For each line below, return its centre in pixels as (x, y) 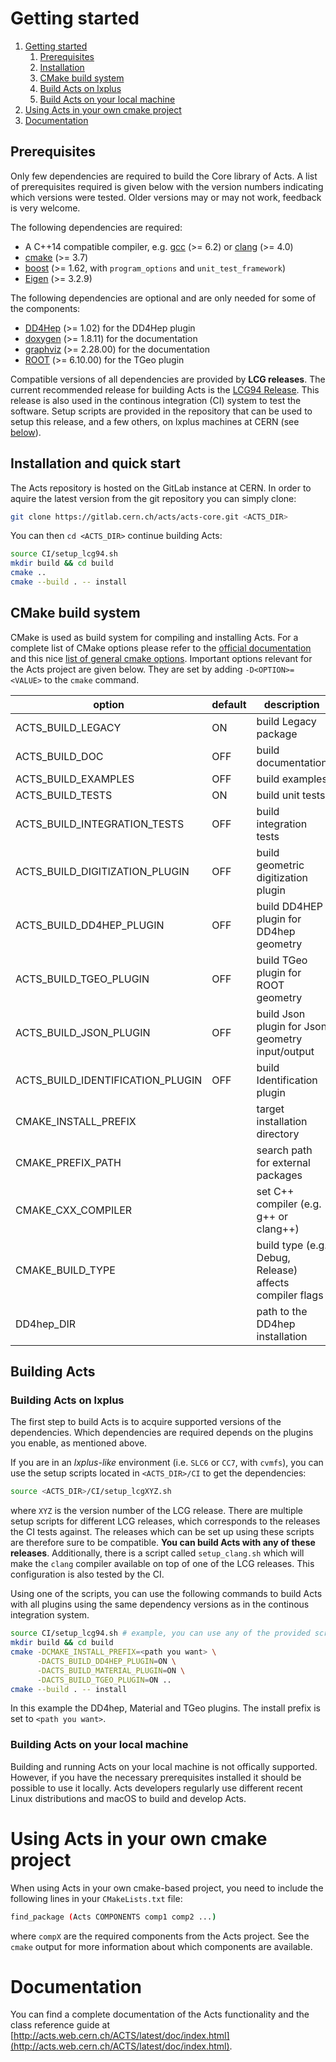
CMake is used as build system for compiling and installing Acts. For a (154, 637)
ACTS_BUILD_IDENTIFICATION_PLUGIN (109, 1080)
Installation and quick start (95, 463)
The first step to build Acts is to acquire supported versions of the (146, 1422)
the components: (45, 308)
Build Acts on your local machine (107, 99)
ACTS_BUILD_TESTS (64, 795)
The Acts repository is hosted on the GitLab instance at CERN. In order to (161, 488)
